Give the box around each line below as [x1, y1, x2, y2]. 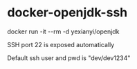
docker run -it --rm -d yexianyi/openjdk [7, 27, 120, 36]
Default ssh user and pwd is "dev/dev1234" [7, 53, 131, 62]
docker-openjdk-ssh [7, 5, 128, 20]
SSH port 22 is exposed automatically [7, 40, 115, 49]
